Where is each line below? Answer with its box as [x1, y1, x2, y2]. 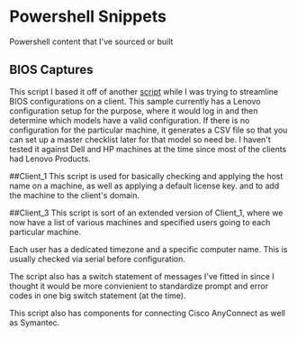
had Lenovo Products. [9, 153, 92, 164]
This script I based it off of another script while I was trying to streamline [9, 86, 279, 96]
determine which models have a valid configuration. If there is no [9, 114, 250, 125]
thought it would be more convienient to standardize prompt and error [9, 280, 268, 291]
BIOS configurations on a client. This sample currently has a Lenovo [9, 96, 261, 106]
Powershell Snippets [9, 6, 166, 27]
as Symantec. [9, 317, 60, 328]
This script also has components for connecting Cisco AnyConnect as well [9, 307, 286, 318]
